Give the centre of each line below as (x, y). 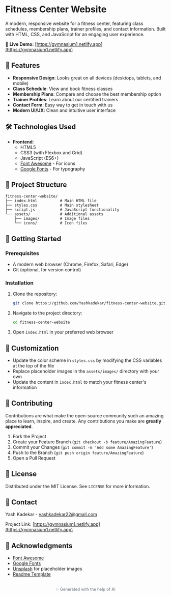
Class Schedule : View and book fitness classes (63, 89)
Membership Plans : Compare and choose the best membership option (87, 94)
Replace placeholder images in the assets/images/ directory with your (86, 371)
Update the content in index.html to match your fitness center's (79, 382)
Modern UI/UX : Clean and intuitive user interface (64, 110)
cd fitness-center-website (41, 322)
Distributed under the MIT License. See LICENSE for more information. (78, 486)
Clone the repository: (35, 294)
